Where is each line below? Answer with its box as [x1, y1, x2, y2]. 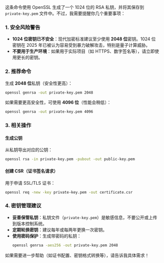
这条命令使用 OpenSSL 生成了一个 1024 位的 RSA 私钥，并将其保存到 [5, 4, 144, 10]
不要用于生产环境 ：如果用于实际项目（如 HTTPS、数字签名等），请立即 [12, 48, 155, 54]
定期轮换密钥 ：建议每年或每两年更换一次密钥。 [12, 227, 107, 232]
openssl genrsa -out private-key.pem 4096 [5, 109, 93, 114]
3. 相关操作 [5, 122, 31, 129]
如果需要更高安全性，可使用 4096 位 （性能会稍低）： [5, 99, 111, 105]
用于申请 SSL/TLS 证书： [5, 180, 55, 186]
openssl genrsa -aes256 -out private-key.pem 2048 [12, 243, 118, 248]
